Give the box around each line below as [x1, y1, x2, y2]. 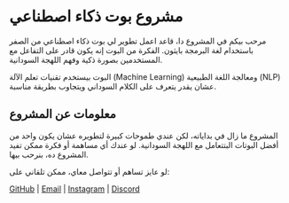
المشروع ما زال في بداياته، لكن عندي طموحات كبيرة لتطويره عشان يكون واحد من [9, 130, 278, 141]
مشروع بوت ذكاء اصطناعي [9, 6, 184, 27]
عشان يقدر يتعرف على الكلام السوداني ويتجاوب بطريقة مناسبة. [9, 81, 217, 91]
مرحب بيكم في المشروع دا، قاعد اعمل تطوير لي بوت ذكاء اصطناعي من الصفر [9, 35, 267, 46]
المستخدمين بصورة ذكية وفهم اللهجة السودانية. [9, 54, 163, 65]
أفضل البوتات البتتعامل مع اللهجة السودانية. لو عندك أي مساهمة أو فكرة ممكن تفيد [9, 139, 279, 150]
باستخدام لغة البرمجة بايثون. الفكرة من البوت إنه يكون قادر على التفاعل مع [9, 44, 254, 55]
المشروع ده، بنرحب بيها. [9, 149, 89, 160]
